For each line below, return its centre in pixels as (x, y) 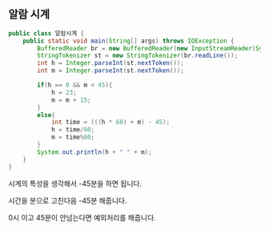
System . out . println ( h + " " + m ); (94, 152)
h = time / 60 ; (72, 130)
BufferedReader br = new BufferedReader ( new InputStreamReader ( (147, 48)
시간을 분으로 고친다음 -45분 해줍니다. (68, 200)
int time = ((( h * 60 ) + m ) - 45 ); (110, 123)
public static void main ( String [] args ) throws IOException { (128, 41)
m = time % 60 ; (72, 137)
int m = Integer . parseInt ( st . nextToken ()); (110, 71)
